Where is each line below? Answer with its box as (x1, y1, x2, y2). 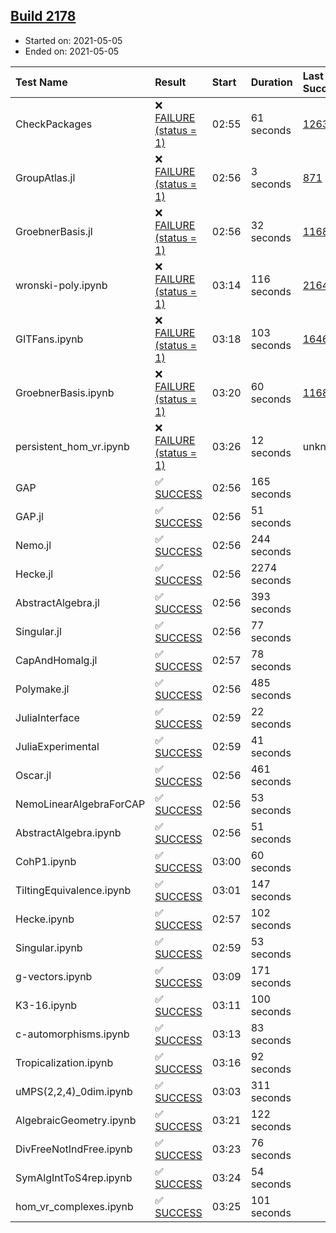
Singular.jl (15, 624, 62, 638)
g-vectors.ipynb (15, 969, 93, 983)
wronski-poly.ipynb (15, 278, 108, 292)
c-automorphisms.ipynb (15, 1027, 130, 1041)
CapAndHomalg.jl (15, 653, 98, 667)
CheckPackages (15, 117, 93, 131)
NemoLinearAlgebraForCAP (15, 797, 146, 811)
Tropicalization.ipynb (15, 1055, 114, 1069)
